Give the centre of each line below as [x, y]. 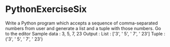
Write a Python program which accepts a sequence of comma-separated [82, 23]
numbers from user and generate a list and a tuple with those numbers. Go [83, 28]
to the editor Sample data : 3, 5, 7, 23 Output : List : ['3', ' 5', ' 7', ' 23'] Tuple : [85, 33]
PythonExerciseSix [46, 9]
